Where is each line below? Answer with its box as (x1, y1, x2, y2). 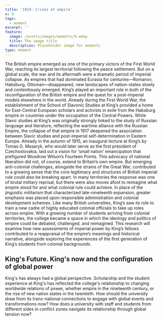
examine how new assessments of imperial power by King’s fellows (5, 226, 139, 231)
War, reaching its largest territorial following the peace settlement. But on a (5, 66, 154, 72)
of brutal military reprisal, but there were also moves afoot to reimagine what (5, 179, 158, 185)
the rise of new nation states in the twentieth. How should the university (5, 291, 148, 297)
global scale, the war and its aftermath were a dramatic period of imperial (5, 71, 151, 77)
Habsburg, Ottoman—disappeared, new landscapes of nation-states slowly (5, 81, 155, 87)
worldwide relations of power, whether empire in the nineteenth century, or (5, 286, 154, 291)
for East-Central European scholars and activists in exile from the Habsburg (5, 107, 156, 113)
